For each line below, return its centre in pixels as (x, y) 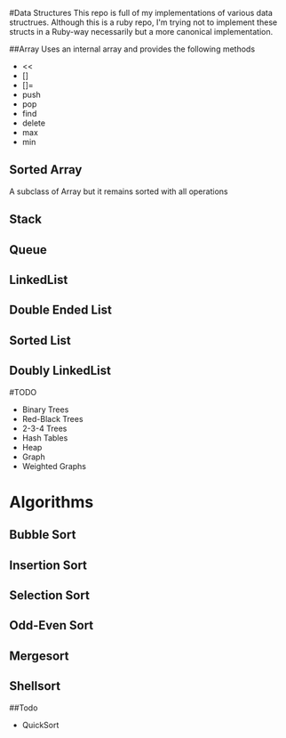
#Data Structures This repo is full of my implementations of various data (141, 13)
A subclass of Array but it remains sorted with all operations (119, 191)
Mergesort (39, 656)
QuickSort (40, 725)
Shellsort (35, 686)
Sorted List (40, 341)
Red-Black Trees (52, 418)
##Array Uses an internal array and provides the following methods (132, 49)
